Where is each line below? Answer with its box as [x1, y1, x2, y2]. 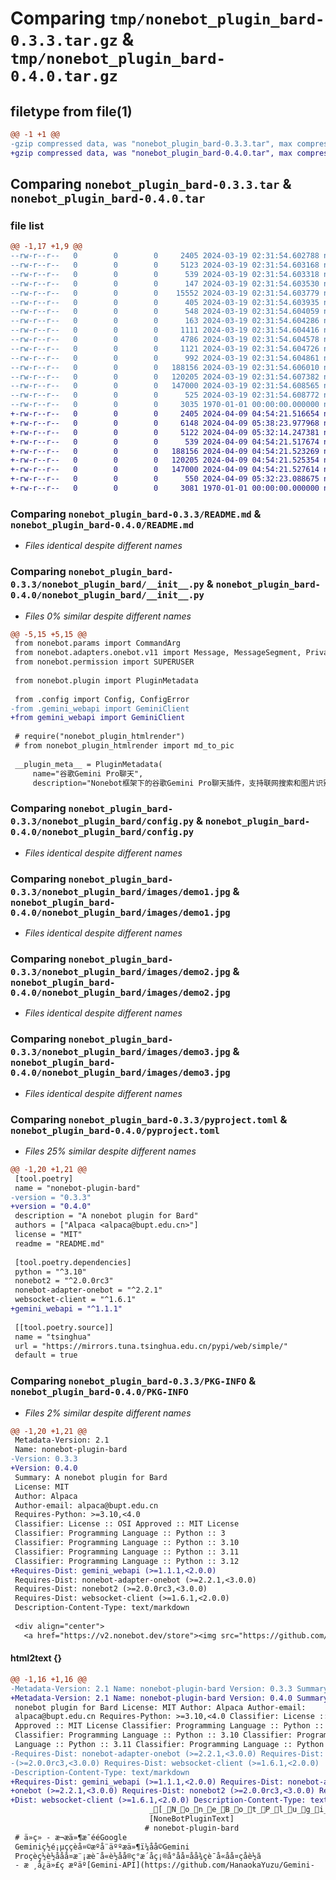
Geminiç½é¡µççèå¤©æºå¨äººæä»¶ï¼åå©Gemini [14, 1842, 190, 1852]
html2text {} [10, 1652, 63, 1664]
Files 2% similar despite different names [24, 1407, 192, 1419]
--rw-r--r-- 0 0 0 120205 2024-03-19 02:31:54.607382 [10, 372, 320, 382]
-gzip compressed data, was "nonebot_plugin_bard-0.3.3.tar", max [10, 138, 293, 149]
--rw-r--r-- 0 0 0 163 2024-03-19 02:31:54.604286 [10, 316, 320, 326]
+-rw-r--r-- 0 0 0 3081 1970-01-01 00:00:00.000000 [10, 483, 320, 494]
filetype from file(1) [10, 103, 133, 120]
